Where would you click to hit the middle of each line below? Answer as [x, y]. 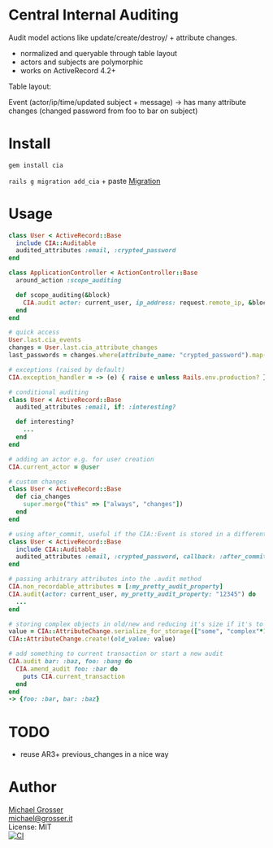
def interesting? [45, 422]
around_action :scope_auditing [69, 281]
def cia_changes [43, 497]
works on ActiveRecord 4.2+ [68, 70]
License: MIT [30, 827]
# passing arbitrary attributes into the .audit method [105, 579]
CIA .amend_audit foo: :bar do [67, 669]
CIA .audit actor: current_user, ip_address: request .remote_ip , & [138, 303]
